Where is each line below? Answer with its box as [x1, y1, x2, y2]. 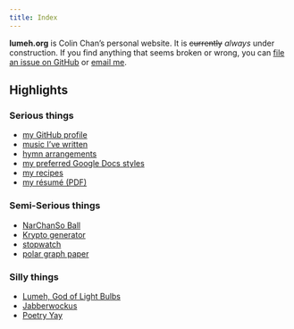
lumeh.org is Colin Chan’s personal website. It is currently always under [9, 38, 275, 48]
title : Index [9, 13, 58, 22]
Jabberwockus [21, 300, 78, 311]
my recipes [21, 167, 64, 179]
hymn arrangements [21, 148, 97, 159]
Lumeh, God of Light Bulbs [21, 291, 122, 301]
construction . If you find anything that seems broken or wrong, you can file [9, 46, 285, 58]
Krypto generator [21, 229, 87, 240]
